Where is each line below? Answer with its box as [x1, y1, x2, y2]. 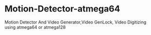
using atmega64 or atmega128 [4, 24, 66, 30]
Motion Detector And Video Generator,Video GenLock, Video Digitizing [4, 19, 147, 25]
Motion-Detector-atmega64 [4, 3, 120, 14]
